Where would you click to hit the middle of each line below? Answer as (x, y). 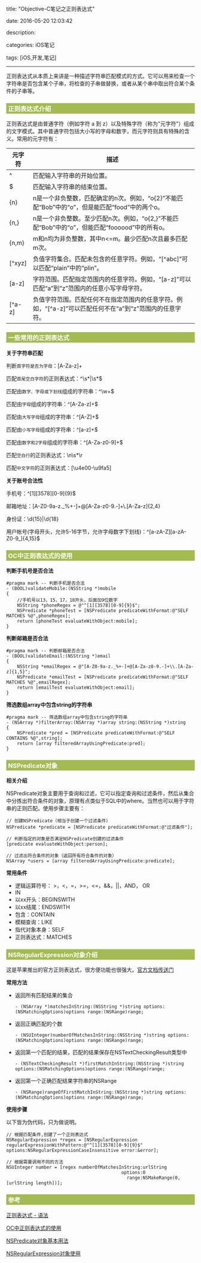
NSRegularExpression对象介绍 (53, 955)
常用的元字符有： (37, 139)
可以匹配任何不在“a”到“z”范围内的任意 (121, 309)
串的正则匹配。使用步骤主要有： (45, 808)
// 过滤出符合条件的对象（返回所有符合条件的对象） (61, 856)
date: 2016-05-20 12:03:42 (39, 21)
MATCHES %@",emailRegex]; (38, 682)
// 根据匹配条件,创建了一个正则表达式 (47, 1135)
